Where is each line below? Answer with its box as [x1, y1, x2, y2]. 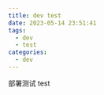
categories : [8, 48, 47, 56]
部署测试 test [8, 78, 50, 88]
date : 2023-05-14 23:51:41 [8, 19, 97, 27]
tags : [8, 26, 26, 34]
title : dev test [8, 11, 61, 20]
